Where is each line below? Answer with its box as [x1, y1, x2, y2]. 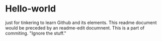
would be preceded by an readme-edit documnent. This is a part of [5, 24, 145, 30]
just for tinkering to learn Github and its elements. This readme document [5, 19, 157, 25]
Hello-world [5, 3, 56, 14]
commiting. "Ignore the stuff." [5, 30, 66, 36]
